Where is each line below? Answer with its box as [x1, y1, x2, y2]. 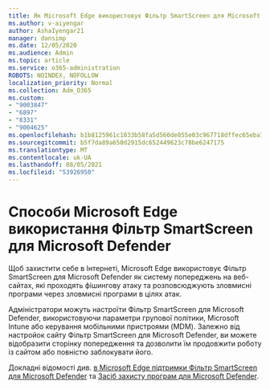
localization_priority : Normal [8, 79, 113, 87]
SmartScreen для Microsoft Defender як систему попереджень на [8, 272, 231, 282]
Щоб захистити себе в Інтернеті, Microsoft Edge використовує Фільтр [8, 263, 247, 273]
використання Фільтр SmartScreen [8, 220, 253, 238]
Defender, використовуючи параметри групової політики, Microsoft [8, 313, 239, 322]
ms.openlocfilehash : [8, 131, 78, 139]
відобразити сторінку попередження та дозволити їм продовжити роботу [8, 338, 263, 348]
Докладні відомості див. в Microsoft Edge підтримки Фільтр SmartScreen [8, 363, 258, 372]
